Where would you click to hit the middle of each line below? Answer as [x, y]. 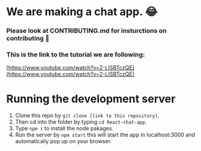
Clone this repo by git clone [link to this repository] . [87, 116]
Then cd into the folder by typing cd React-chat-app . [81, 122]
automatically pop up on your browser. [63, 141]
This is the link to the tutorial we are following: [76, 55]
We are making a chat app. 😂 [82, 12]
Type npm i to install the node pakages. [64, 129]
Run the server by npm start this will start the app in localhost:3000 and [105, 135]
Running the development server [91, 99]
